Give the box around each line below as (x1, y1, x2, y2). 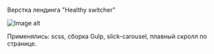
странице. (7, 40, 37, 47)
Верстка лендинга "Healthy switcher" (7, 6, 116, 14)
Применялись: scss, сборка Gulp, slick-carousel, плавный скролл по (7, 32, 208, 40)
